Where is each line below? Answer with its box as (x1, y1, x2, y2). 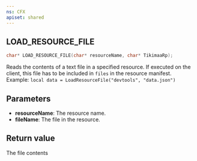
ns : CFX (6, 8, 26, 15)
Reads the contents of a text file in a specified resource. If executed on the (6, 64, 191, 71)
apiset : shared (6, 14, 44, 20)
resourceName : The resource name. (14, 109, 106, 117)
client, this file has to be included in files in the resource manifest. (6, 70, 172, 77)
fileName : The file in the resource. (14, 116, 100, 123)
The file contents (6, 149, 48, 156)
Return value (6, 133, 55, 144)
